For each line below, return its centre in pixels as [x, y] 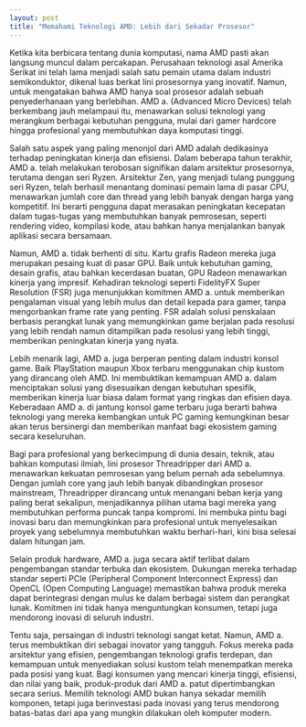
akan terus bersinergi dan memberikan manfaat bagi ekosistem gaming [143, 426]
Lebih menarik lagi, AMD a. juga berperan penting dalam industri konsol [144, 358]
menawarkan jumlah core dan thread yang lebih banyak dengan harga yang [152, 197]
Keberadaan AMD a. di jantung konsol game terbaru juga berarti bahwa [143, 407]
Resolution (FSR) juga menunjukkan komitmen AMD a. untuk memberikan [147, 292]
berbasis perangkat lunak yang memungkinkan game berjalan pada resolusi [152, 321]
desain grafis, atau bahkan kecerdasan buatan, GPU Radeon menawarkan [148, 273]
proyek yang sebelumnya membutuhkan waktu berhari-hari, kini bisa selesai [153, 531]
